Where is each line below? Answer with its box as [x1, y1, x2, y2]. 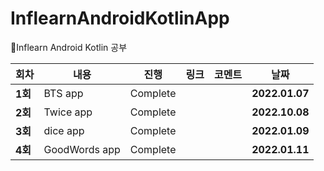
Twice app [43, 105, 93, 119]
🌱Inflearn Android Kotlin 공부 [10, 41, 128, 53]
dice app [43, 123, 85, 137]
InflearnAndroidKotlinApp [10, 7, 230, 30]
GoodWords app [43, 142, 121, 156]
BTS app [43, 86, 84, 100]
